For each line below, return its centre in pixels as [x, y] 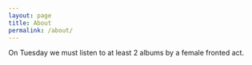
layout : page [30, 15]
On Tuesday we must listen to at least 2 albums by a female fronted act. [126, 53]
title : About [30, 23]
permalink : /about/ [41, 30]
